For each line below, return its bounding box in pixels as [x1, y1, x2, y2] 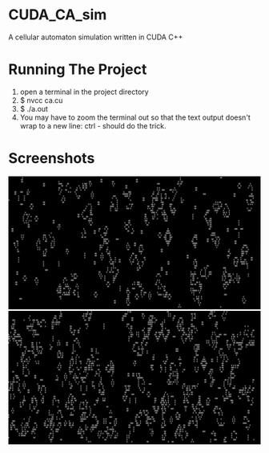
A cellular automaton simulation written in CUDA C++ [8, 32, 183, 42]
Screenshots [8, 149, 95, 168]
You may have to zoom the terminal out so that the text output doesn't [19, 112, 251, 122]
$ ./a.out [19, 104, 48, 113]
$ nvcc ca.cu [19, 95, 63, 105]
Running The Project [8, 60, 147, 79]
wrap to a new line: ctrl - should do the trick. [19, 120, 167, 130]
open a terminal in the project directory [19, 87, 150, 96]
